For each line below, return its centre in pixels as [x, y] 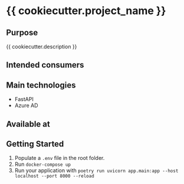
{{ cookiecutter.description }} [42, 46]
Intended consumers [45, 65]
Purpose [22, 33]
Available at [28, 124]
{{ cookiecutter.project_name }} [86, 11]
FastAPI [24, 99]
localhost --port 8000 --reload [54, 176]
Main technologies [41, 85]
